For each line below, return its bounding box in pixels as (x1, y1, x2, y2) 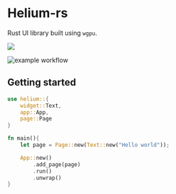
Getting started (7, 76, 77, 88)
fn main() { (7, 135, 40, 142)
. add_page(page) (33, 160, 81, 168)
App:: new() (20, 154, 53, 161)
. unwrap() (33, 174, 62, 181)
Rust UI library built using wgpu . (7, 29, 97, 37)
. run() (33, 168, 53, 175)
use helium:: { (7, 95, 50, 103)
